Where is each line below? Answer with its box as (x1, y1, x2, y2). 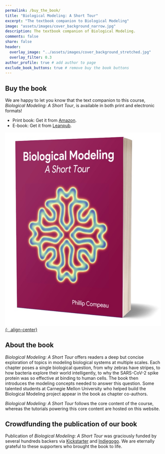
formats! (5, 108, 22, 114)
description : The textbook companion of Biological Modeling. (5, 29, 136, 34)
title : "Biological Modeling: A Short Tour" (5, 13, 98, 18)
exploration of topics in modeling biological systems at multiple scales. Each (5, 359, 161, 365)
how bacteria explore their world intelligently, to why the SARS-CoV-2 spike (5, 370, 159, 375)
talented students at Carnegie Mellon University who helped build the (5, 385, 146, 391)
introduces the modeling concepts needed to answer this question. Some (5, 380, 155, 386)
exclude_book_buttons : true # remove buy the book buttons (5, 65, 129, 70)
